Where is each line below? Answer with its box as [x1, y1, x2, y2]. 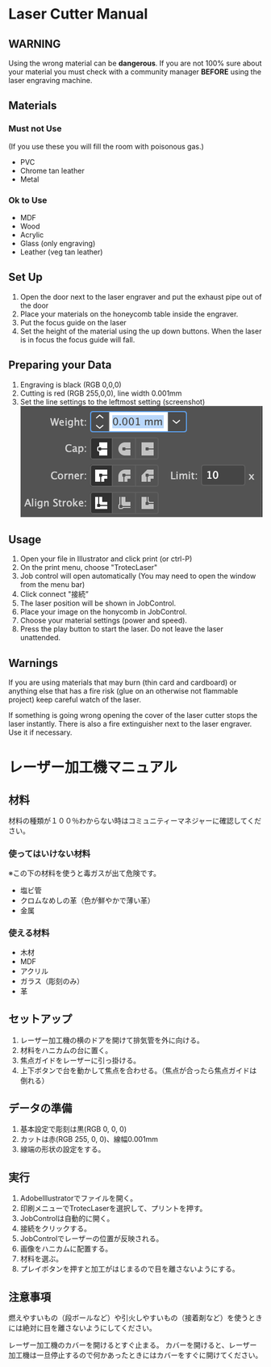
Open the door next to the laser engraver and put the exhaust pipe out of [19, 291, 262, 301]
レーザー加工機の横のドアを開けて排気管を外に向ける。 [19, 1035, 204, 1045]
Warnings [8, 656, 59, 670]
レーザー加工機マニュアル [8, 758, 177, 777]
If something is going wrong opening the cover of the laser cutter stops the [8, 711, 258, 720]
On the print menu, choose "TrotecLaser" [19, 563, 158, 572]
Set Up [8, 270, 43, 284]
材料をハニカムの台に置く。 [19, 1045, 113, 1055]
